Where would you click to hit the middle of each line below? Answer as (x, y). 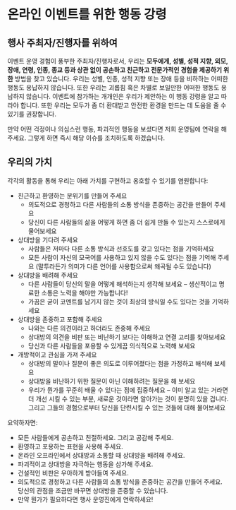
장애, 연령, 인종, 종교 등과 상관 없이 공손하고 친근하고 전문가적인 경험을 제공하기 (115, 70)
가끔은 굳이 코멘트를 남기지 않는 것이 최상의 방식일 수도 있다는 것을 (119, 302)
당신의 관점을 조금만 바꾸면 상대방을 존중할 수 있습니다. (93, 490)
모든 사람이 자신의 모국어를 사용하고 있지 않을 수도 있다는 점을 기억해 (122, 257)
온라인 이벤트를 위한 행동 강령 (87, 14)
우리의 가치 (30, 162)
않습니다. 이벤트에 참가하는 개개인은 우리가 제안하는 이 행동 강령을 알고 (123, 96)
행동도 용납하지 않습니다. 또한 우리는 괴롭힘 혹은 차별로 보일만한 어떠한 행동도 (113, 88)
